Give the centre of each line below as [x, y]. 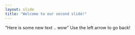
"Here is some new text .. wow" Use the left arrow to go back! [68, 27]
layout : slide [20, 9]
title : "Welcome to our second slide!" [46, 14]
